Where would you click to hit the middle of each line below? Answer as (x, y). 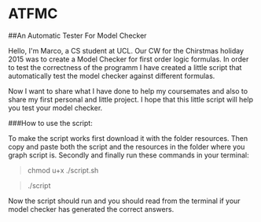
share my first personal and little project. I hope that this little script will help (131, 99)
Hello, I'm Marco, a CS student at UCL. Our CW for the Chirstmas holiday (126, 50)
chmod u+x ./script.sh (63, 170)
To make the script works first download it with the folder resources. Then (128, 138)
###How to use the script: (50, 123)
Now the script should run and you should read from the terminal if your (125, 201)
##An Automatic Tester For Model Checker (77, 35)
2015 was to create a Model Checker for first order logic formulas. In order (129, 59)
